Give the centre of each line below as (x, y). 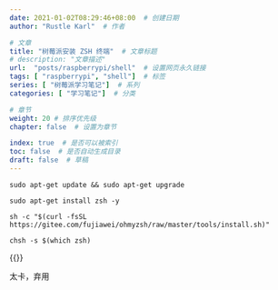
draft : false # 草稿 (49, 160)
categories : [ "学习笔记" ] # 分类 (73, 93)
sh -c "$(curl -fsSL (49, 216)
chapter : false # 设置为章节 (63, 127)
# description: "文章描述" (58, 60)
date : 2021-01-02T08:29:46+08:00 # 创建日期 (94, 18)
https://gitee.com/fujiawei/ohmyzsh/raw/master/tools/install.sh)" (140, 225)
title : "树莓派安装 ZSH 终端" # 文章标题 (83, 51)
